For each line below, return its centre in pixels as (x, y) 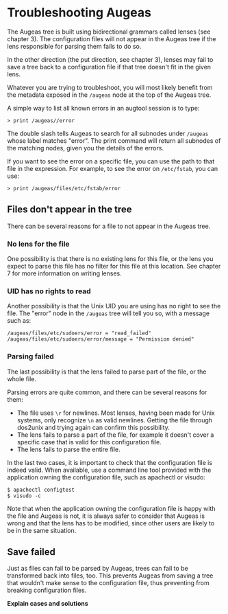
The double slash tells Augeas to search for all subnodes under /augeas (108, 133)
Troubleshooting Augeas (79, 13)
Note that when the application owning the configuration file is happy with (111, 508)
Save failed (31, 552)
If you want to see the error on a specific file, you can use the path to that (111, 161)
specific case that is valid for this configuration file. (89, 442)
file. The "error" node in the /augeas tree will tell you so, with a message (109, 313)
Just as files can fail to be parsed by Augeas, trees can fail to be (98, 569)
